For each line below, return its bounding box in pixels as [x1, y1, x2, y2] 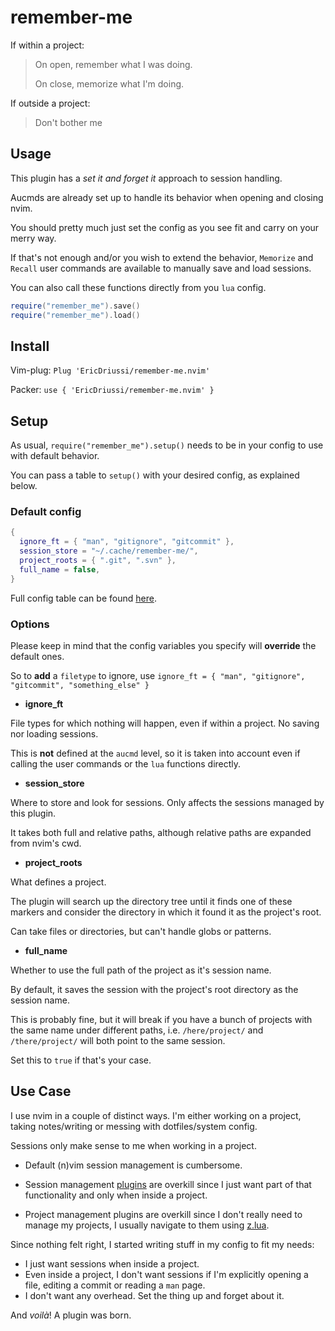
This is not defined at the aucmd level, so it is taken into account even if [10, 747, 301, 759]
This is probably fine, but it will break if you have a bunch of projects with [10, 1013, 313, 1025]
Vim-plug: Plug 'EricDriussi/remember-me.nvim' [10, 364, 211, 376]
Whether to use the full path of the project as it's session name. [10, 964, 272, 976]
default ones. [10, 650, 65, 662]
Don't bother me [34, 116, 103, 128]
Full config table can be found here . [10, 592, 157, 604]
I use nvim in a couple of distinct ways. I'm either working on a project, [10, 1109, 302, 1121]
